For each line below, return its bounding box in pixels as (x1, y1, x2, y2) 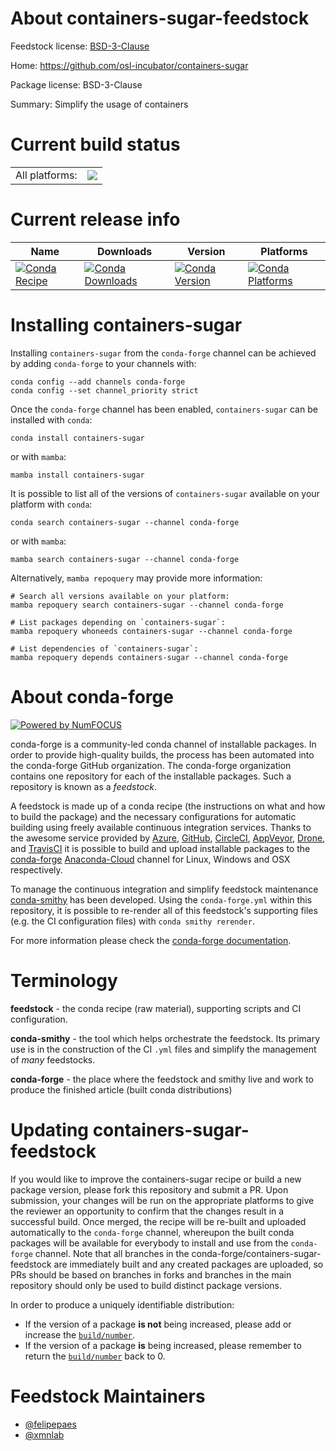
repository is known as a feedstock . (10, 780, 158, 792)
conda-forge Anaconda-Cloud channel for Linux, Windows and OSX (10, 853, 291, 865)
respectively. (10, 863, 63, 876)
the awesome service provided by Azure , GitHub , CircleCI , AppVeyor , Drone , (10, 832, 326, 844)
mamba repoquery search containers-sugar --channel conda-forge (10, 600, 284, 610)
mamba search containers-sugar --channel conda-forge (10, 554, 240, 564)
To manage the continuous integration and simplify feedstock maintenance (10, 883, 319, 895)
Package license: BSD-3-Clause (10, 78, 143, 91)
